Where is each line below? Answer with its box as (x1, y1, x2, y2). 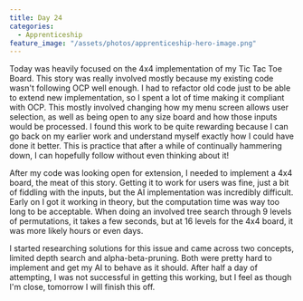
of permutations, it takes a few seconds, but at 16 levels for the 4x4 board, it (9, 216, 294, 227)
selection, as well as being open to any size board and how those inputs (9, 112, 278, 122)
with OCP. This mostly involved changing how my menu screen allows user (9, 102, 289, 113)
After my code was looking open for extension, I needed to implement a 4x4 (9, 168, 293, 179)
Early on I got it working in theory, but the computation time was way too (9, 197, 280, 208)
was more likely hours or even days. (9, 226, 144, 237)
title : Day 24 (9, 13, 63, 23)
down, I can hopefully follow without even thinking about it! (9, 150, 230, 161)
